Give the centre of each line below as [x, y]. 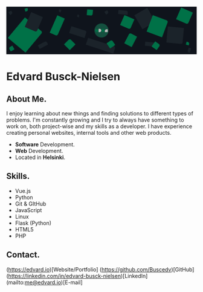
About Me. [27, 99]
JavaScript [28, 210]
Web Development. [39, 151]
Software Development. [45, 144]
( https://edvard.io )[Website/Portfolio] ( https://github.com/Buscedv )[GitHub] [100, 269]
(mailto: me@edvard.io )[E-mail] [44, 282]
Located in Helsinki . [40, 157]
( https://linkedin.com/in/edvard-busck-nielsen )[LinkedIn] [77, 276]
